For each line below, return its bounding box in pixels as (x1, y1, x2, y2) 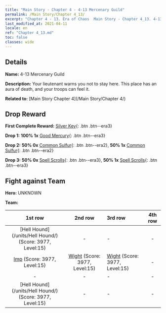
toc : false (5, 35, 28, 40)
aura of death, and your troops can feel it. (5, 86, 90, 92)
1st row (25, 214, 44, 221)
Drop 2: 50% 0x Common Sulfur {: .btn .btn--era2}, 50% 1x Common (5, 142, 146, 148)
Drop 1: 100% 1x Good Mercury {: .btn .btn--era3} (5, 132, 106, 139)
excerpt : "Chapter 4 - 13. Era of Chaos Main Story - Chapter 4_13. (5, 16, 152, 21)
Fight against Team (5, 177, 66, 185)
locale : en (5, 26, 28, 31)
